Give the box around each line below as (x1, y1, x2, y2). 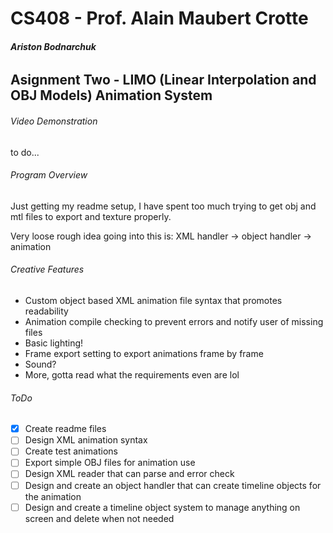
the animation (24, 490, 82, 502)
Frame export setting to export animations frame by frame (24, 348, 264, 359)
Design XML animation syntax (24, 434, 148, 446)
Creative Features (10, 263, 85, 276)
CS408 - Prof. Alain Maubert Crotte (10, 7, 309, 30)
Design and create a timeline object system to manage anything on (24, 501, 301, 513)
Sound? (24, 358, 57, 370)
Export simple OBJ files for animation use (24, 457, 196, 469)
